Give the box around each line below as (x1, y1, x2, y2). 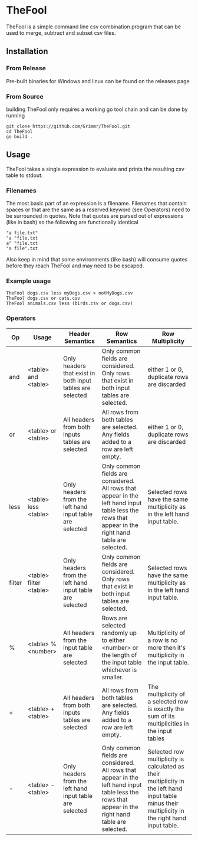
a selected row (147, 697, 189, 705)
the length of (101, 650, 137, 659)
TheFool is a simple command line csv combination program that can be (6, 23, 181, 30)
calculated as (147, 762, 184, 770)
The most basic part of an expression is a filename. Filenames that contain (6, 200, 187, 207)
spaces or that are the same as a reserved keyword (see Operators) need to (6, 206, 190, 213)
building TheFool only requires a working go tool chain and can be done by (6, 106, 188, 113)
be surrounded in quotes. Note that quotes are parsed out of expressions (6, 212, 184, 220)
